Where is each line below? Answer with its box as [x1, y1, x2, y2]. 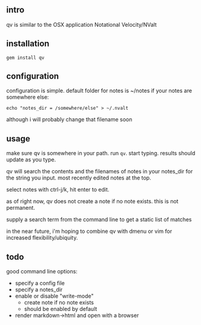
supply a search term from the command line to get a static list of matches [6, 216, 192, 223]
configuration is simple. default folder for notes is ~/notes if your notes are [6, 87, 193, 95]
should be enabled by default [24, 306, 97, 313]
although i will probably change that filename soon [6, 116, 133, 123]
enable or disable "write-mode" [15, 292, 94, 300]
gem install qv [6, 55, 45, 61]
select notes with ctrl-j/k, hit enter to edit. [6, 186, 110, 193]
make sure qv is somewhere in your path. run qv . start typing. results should [6, 150, 196, 157]
